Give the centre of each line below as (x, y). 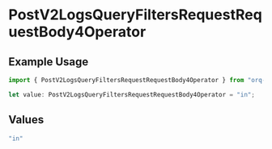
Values (26, 120)
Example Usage (49, 62)
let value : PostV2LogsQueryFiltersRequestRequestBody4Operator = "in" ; (132, 94)
